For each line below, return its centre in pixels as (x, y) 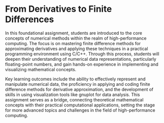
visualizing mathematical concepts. (41, 69)
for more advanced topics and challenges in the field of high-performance (80, 110)
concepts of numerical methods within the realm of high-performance (76, 38)
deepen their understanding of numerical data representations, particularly (81, 59)
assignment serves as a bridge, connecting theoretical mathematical (74, 99)
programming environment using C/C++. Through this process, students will (82, 54)
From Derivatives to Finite (58, 9)
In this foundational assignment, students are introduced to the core (74, 33)
